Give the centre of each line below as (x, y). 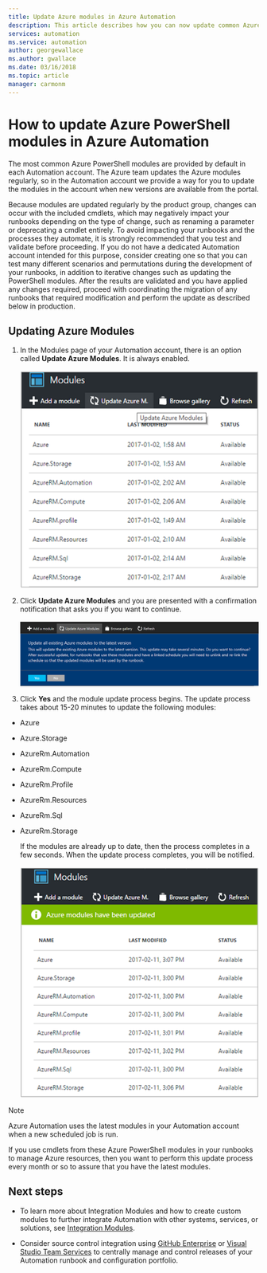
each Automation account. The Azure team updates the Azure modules (124, 172)
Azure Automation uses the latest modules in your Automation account (124, 1126)
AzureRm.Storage (48, 831)
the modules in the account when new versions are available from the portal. (133, 189)
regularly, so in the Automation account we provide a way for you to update (132, 180)
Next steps (36, 1192)
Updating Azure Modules (72, 331)
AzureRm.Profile (46, 784)
